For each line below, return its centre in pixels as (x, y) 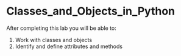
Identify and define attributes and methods (69, 46)
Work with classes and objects (54, 40)
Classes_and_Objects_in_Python (91, 11)
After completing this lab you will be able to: (62, 28)
